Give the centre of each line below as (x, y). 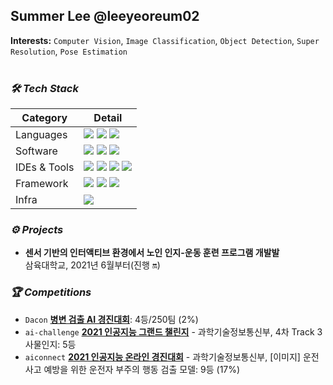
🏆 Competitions (51, 292)
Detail (108, 118)
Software (36, 151)
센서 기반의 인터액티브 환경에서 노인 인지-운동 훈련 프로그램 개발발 (152, 253)
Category (44, 118)
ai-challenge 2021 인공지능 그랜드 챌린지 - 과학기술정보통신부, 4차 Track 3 (173, 331)
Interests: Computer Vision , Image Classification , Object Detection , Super (165, 40)
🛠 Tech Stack (44, 88)
